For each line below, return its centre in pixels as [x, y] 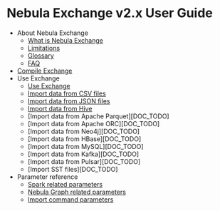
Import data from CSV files [67, 93]
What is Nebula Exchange [66, 40]
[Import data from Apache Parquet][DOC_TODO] [98, 116]
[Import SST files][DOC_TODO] [73, 169]
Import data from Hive [60, 108]
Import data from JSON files [69, 101]
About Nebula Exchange [52, 33]
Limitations [44, 48]
